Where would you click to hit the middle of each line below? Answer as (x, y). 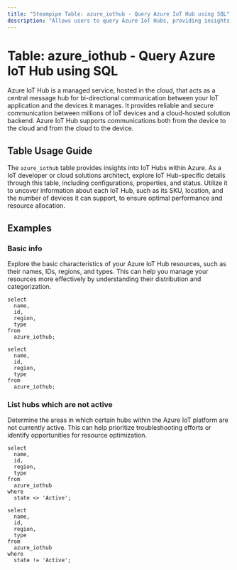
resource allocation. (37, 206)
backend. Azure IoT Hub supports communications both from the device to (117, 121)
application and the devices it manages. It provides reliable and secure (111, 106)
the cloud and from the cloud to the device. (71, 128)
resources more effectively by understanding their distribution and (104, 279)
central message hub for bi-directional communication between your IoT (113, 98)
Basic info (25, 248)
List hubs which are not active (60, 404)
